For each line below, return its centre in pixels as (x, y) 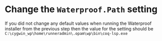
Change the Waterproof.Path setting (81, 9)
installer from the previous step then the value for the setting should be (79, 28)
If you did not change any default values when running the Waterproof (78, 23)
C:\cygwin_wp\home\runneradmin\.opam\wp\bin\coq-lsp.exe (66, 33)
